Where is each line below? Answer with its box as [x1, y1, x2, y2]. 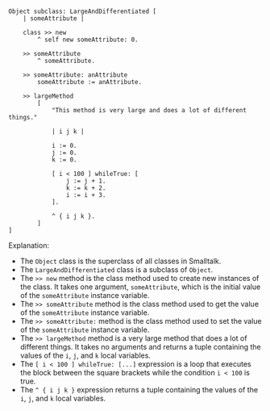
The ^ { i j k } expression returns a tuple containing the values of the [19, 385, 259, 394]
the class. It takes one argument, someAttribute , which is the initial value [19, 282, 261, 291]
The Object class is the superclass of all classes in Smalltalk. [19, 256, 222, 266]
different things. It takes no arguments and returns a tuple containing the [19, 342, 262, 351]
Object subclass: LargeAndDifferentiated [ [8, 7, 157, 15]
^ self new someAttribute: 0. [37, 36, 139, 44]
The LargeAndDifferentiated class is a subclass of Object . [19, 265, 214, 275]
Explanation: [8, 241, 50, 250]
